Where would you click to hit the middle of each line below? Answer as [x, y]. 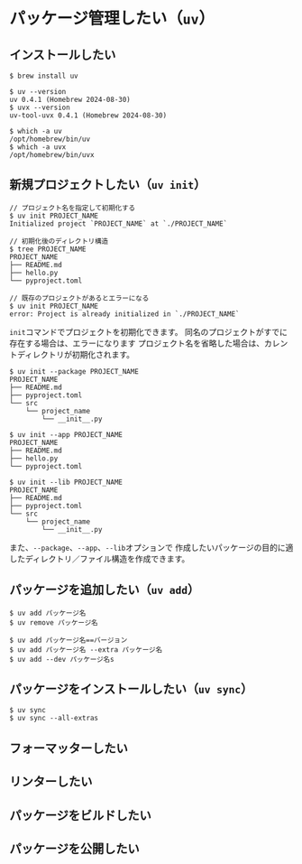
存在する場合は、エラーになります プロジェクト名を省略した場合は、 [137, 343]
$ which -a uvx [38, 147]
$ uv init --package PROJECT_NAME [74, 371]
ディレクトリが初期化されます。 [76, 354]
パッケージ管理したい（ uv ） [112, 19]
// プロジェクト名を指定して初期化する [73, 208]
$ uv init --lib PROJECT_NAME [66, 482]
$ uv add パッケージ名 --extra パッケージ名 [86, 650]
